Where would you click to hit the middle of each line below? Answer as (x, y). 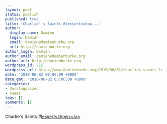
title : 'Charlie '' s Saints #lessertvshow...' (53, 24)
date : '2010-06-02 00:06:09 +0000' (42, 75)
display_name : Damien (32, 33)
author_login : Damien (28, 51)
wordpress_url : (21, 70)
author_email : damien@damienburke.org (45, 56)
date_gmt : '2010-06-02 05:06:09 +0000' (46, 79)
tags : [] (14, 98)
